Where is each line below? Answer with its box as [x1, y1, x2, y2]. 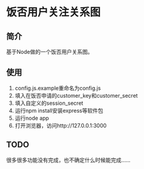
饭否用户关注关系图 [6, 5, 101, 19]
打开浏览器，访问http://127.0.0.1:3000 [14, 122, 107, 129]
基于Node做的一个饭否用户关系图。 [6, 49, 93, 55]
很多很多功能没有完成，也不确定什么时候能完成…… [6, 156, 131, 164]
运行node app [14, 114, 50, 122]
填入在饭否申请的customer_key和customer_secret [14, 92, 138, 99]
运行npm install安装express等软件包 [14, 107, 103, 114]
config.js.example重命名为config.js [14, 84, 101, 92]
